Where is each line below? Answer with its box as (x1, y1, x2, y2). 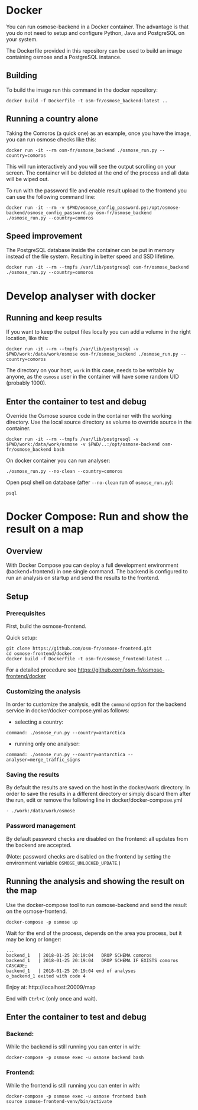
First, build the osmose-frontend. (6, 622, 87, 630)
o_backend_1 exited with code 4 (6, 973, 86, 979)
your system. (6, 36, 38, 43)
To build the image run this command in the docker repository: (6, 86, 158, 93)
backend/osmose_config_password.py (6, 209, 94, 216)
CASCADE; (6, 963, 28, 969)
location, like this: (6, 335, 49, 342)
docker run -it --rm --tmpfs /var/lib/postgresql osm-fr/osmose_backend (6, 264, 189, 270)
